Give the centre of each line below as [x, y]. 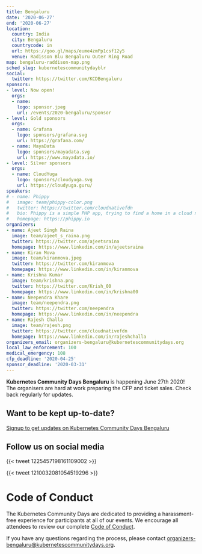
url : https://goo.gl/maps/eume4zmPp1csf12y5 [68, 51]
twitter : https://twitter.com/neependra [63, 309]
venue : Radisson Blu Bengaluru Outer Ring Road [72, 57]
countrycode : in [32, 46]
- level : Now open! [31, 90]
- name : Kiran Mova [31, 253]
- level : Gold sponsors [36, 118]
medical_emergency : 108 [36, 353]
